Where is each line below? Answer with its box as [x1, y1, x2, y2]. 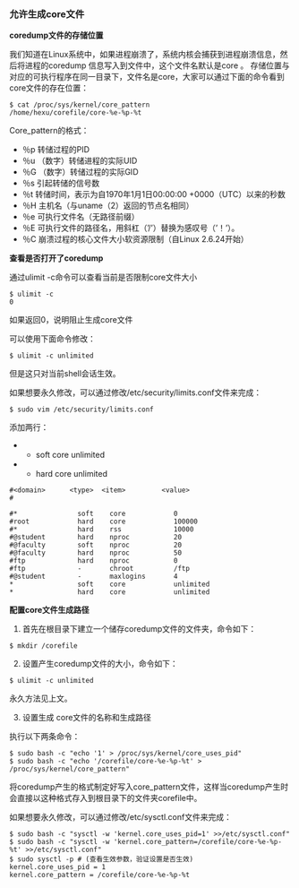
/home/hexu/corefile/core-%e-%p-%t [9, 108, 142, 117]
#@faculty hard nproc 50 [9, 548, 182, 557]
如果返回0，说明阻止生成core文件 [9, 315, 133, 325]
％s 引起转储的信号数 [21, 177, 100, 189]
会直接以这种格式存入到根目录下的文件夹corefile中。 [9, 793, 202, 804]
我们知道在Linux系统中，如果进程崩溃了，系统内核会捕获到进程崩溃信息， [9, 49, 280, 60]
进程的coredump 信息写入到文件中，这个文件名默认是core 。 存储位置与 [24, 60, 290, 71]
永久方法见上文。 [9, 693, 73, 704]
